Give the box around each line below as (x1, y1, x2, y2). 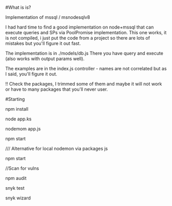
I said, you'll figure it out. (5, 71, 57, 77)
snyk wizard (5, 195, 31, 201)
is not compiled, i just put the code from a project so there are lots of (5, 35, 150, 41)
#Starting (5, 96, 25, 102)
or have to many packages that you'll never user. (5, 86, 108, 92)
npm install (5, 106, 29, 112)
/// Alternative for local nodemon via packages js (5, 145, 108, 151)
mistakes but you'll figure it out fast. (5, 40, 81, 46)
